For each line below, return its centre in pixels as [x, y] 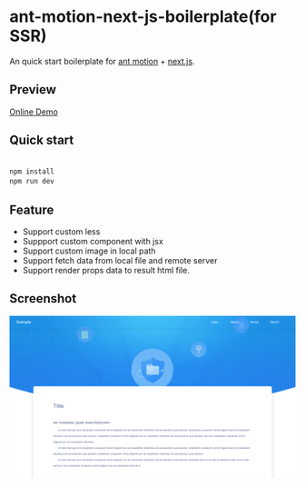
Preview [33, 89]
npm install [32, 172]
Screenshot [43, 298]
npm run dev [32, 182]
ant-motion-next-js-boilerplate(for [143, 17]
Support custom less [61, 232]
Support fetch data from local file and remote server [120, 260]
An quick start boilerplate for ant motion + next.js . [102, 61]
